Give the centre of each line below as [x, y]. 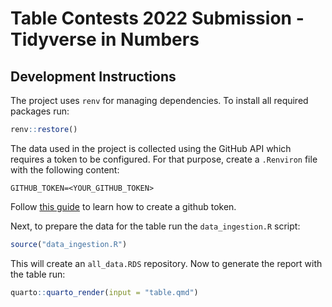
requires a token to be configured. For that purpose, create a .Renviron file [164, 159]
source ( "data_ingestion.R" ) [69, 244]
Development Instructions [93, 76]
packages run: [40, 111]
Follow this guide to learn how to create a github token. [123, 206]
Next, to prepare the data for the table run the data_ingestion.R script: [155, 226]
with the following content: [65, 169]
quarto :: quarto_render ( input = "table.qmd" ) [104, 292]
